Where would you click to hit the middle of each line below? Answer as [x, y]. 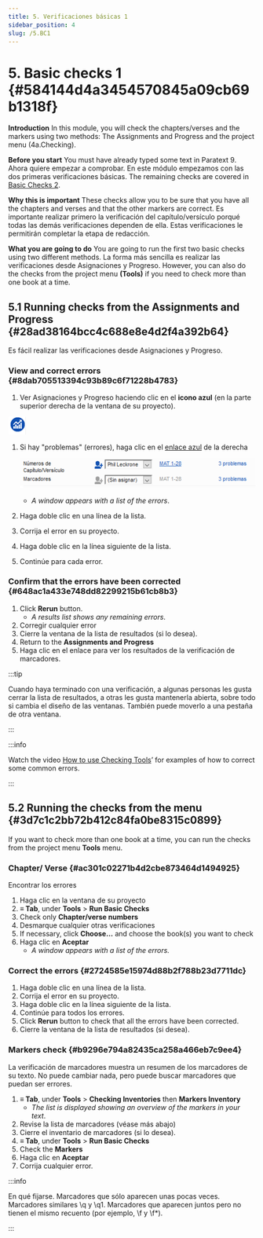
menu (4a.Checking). [42, 145]
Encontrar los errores [42, 885]
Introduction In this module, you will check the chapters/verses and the [124, 128]
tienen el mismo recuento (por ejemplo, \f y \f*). [86, 1213]
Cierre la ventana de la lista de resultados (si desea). [104, 1030]
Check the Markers [51, 1149]
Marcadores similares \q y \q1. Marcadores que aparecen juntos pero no [125, 1204]
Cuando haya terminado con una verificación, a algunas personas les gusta [130, 689]
